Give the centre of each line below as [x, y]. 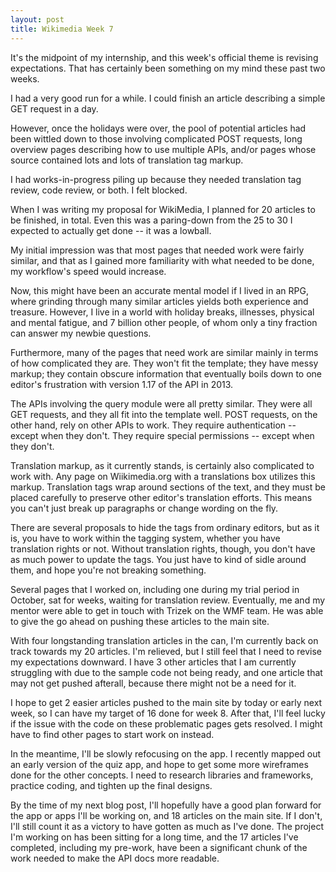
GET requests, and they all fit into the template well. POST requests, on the [164, 414]
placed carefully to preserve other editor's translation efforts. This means [161, 497]
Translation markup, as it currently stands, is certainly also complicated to [162, 465]
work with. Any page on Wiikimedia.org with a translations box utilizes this [163, 476]
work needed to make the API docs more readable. [115, 858]
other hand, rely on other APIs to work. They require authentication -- [153, 425]
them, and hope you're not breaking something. [108, 570]
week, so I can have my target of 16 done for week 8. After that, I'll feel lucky [168, 713]
